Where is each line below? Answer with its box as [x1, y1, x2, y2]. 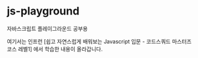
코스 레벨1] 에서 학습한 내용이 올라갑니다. [7, 45, 103, 53]
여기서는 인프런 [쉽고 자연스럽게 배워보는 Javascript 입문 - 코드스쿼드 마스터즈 [7, 37, 192, 45]
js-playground [7, 4, 80, 18]
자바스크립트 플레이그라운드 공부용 [7, 25, 88, 32]
